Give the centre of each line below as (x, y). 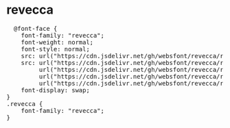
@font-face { (35, 28)
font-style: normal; (55, 49)
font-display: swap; (55, 90)
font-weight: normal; (57, 42)
